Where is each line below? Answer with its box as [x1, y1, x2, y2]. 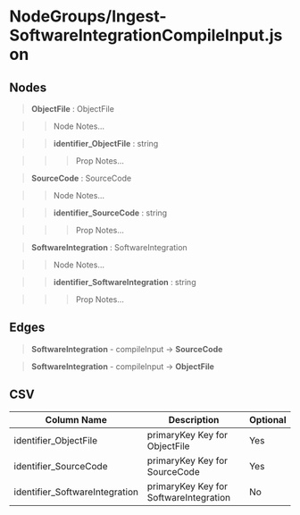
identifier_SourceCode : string [53, 207, 168, 218]
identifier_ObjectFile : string [53, 139, 159, 148]
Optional [248, 413, 287, 426]
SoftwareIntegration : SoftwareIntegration [30, 242, 187, 252]
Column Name [45, 413, 107, 426]
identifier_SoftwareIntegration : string [53, 277, 196, 287]
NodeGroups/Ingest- [9, 6, 167, 27]
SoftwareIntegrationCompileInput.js [9, 25, 283, 46]
